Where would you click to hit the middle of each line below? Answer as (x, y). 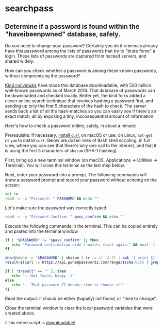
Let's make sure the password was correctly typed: (56, 208)
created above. (20, 313)
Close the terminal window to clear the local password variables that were (79, 308)
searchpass (29, 9)
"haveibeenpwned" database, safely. (63, 34)
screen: (13, 185)
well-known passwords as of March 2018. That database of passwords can (80, 90)
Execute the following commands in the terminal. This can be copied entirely (81, 226)
